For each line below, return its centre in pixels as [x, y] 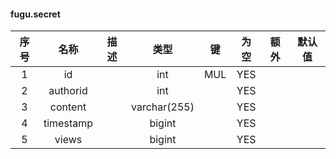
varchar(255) [162, 107]
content [68, 107]
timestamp [68, 123]
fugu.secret [35, 14]
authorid [68, 91]
